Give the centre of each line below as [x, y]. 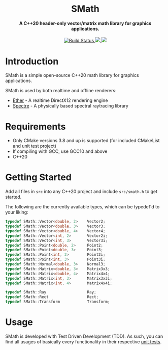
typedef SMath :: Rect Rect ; [52, 297]
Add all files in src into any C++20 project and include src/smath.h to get [81, 192]
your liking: [17, 212]
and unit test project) [35, 146]
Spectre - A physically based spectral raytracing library [70, 106]
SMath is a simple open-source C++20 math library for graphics [72, 75]
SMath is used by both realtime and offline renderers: [61, 91]
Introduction [32, 61]
